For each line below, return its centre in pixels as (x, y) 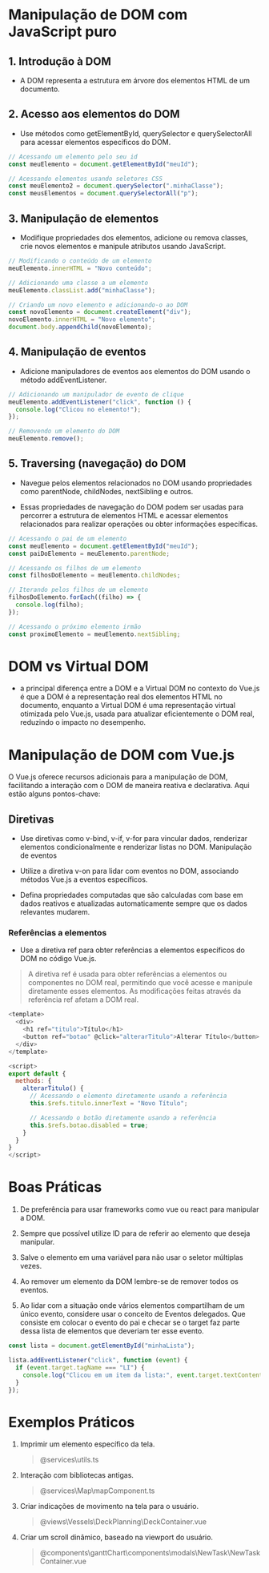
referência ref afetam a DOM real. (83, 1000)
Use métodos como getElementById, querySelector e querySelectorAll (136, 133)
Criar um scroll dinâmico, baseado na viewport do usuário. (116, 1537)
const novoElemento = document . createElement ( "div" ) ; (100, 312)
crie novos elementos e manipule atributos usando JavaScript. (123, 246)
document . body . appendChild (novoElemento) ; (80, 327)
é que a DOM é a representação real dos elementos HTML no (121, 697)
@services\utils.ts (69, 1460)
